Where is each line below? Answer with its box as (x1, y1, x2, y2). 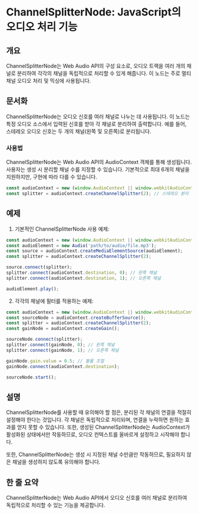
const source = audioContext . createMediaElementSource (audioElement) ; (6, 248, 183, 254)
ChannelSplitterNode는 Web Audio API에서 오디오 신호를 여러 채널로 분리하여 (6, 494, 187, 502)
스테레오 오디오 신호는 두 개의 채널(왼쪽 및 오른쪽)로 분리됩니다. (6, 128, 151, 135)
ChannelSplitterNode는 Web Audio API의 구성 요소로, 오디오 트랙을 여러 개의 (6, 63, 186, 69)
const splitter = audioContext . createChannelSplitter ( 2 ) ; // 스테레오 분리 (6, 190, 189, 196)
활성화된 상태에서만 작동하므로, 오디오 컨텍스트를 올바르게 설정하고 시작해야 (6, 431, 180, 438)
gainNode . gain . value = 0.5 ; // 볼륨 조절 (6, 358, 104, 364)
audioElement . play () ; (6, 286, 60, 292)
